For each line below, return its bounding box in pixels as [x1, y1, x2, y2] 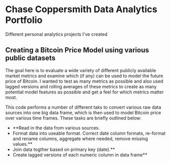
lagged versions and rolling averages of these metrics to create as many [5, 83, 157, 89]
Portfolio [5, 14, 43, 26]
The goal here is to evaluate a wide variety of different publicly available [5, 67, 156, 73]
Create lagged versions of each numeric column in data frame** [12, 151, 148, 158]
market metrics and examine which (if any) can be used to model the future [5, 73, 163, 79]
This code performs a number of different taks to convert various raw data [5, 104, 161, 110]
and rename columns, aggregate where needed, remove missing [12, 136, 149, 142]
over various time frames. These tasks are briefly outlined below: [5, 115, 141, 121]
